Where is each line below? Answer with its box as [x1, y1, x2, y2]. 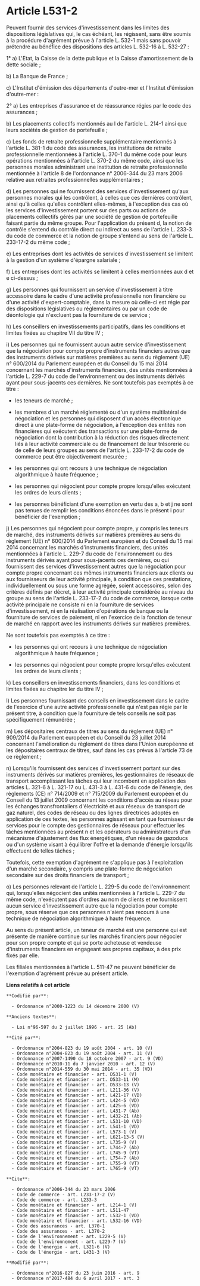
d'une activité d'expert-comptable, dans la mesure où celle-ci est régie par [6, 298, 190, 306]
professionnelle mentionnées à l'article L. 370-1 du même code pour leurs [6, 151, 187, 158]
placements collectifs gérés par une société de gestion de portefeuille [6, 213, 178, 220]
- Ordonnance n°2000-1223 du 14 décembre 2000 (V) [11, 1003, 140, 1009]
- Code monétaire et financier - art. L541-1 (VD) [11, 1123, 140, 1129]
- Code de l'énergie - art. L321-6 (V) [11, 1244, 111, 1250]
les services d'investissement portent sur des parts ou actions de [6, 206, 167, 213]
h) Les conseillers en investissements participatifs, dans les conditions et [6, 323, 186, 330]
